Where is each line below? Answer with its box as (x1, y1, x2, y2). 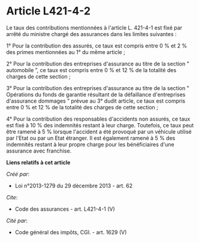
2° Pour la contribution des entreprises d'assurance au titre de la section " (6, 60, 190, 67)
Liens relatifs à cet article (6, 159, 71, 166)
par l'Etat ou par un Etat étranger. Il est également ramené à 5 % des (6, 134, 176, 142)
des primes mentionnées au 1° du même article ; (6, 48, 126, 55)
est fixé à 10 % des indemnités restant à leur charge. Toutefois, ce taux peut (6, 121, 194, 129)
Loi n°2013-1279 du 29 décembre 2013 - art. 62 (14, 182, 133, 189)
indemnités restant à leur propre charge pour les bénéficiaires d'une (6, 141, 175, 148)
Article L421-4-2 (6, 4, 91, 18)
